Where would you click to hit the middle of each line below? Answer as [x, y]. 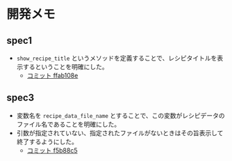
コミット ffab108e [52, 75]
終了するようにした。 [47, 141]
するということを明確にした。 [65, 67]
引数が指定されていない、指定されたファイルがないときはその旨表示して [120, 132]
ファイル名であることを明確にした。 [68, 124]
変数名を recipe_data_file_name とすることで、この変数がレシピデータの [121, 115]
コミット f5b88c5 [52, 150]
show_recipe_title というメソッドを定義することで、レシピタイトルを [117, 58]
